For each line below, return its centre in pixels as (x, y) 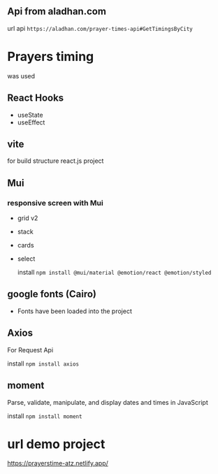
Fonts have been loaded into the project (75, 311)
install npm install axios (43, 364)
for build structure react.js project (56, 161)
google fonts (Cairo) (52, 294)
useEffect (31, 122)
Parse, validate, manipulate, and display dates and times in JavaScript (108, 402)
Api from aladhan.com (57, 12)
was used (21, 76)
